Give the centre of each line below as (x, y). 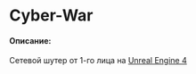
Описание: (30, 40)
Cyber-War (51, 16)
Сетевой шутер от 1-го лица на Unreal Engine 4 (98, 61)
